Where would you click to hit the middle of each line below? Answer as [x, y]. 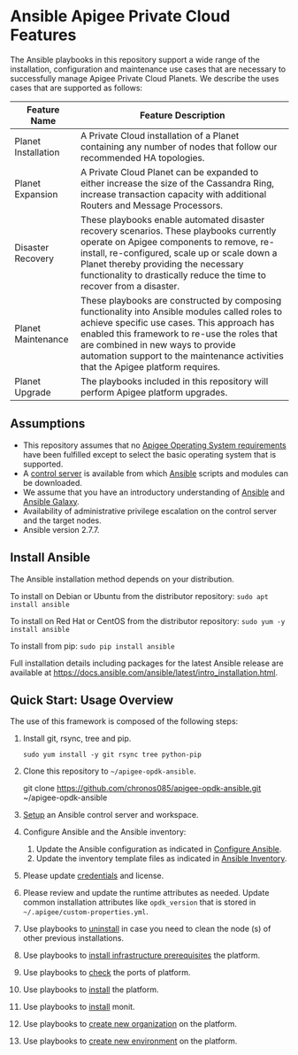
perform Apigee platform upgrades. [154, 392]
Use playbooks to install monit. [79, 1007]
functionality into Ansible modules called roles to [181, 312]
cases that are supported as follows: [76, 88]
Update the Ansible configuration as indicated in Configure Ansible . [159, 849]
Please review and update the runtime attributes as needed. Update [146, 893]
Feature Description [182, 115]
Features [43, 35]
